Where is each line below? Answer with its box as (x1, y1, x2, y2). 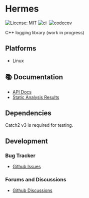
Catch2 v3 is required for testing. (5, 122, 73, 128)
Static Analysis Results (12, 94, 59, 100)
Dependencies (5, 109, 51, 117)
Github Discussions (12, 187, 52, 193)
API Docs (12, 89, 31, 95)
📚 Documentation (5, 73, 63, 81)
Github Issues (12, 164, 41, 170)
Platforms (5, 44, 36, 53)
